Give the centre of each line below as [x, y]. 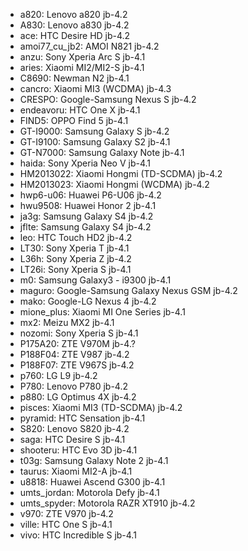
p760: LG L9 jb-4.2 [58, 375]
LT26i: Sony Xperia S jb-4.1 [75, 269]
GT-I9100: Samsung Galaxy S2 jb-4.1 [95, 142]
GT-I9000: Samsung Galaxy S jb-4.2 [94, 131]
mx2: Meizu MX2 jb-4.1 [67, 322]
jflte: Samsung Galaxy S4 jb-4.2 [85, 227]
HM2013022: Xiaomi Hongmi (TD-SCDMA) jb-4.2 [121, 173]
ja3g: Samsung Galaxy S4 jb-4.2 [86, 216]
